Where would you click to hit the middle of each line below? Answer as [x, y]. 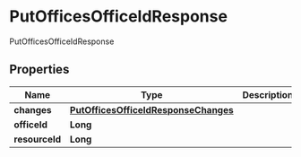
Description [268, 94]
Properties [39, 70]
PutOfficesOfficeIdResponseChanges [152, 109]
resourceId [38, 139]
